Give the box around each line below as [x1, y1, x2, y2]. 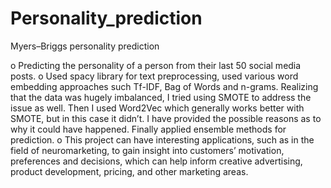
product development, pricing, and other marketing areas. [10, 165, 249, 177]
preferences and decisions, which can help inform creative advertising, [10, 155, 303, 167]
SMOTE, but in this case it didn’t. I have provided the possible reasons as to [10, 112, 322, 124]
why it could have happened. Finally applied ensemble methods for [10, 123, 287, 135]
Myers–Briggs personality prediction [10, 40, 160, 52]
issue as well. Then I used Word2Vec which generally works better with [10, 102, 305, 114]
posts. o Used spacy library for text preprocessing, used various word [10, 70, 299, 82]
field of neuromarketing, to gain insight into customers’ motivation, [10, 144, 285, 156]
